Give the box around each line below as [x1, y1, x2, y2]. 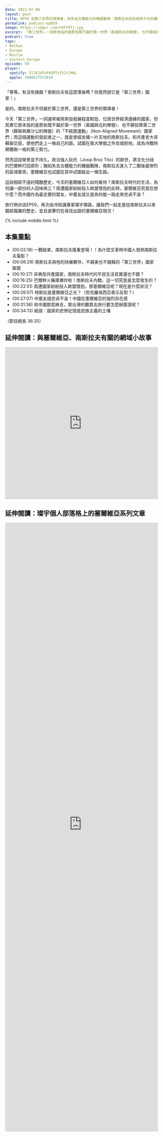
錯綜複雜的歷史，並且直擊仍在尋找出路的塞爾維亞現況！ [5, 208, 115, 213]
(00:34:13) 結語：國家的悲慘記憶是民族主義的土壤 [12, 307, 111, 313]
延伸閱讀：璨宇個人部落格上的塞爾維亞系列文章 [5, 509, 146, 517]
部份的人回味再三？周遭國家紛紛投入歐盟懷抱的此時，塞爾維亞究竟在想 [17, 185, 158, 191]
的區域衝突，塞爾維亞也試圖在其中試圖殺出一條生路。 [5, 169, 112, 174]
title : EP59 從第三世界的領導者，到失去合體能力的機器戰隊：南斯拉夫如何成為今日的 [5, 16, 154, 21]
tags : [5, 39, 16, 44]
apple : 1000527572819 [9, 75, 53, 80]
